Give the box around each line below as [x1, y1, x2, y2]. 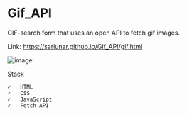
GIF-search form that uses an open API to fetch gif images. [7, 28, 180, 37]
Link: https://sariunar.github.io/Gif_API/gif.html [7, 42, 143, 50]
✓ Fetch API [7, 102, 50, 109]
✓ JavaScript [7, 96, 53, 103]
